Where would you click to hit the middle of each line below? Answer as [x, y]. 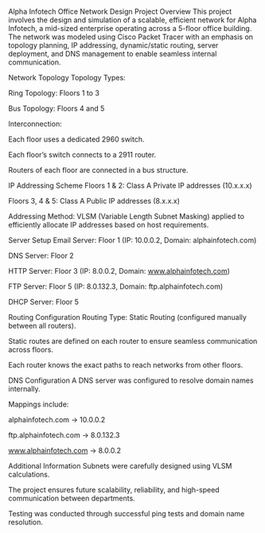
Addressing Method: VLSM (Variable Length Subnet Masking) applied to [127, 216]
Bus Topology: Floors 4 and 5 [57, 108]
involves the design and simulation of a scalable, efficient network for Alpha [132, 20]
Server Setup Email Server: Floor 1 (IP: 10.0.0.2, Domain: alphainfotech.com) [132, 240]
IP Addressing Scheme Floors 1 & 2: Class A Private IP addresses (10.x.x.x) [130, 185]
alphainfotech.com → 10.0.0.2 [57, 420]
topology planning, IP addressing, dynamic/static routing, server [113, 45]
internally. [25, 389]
